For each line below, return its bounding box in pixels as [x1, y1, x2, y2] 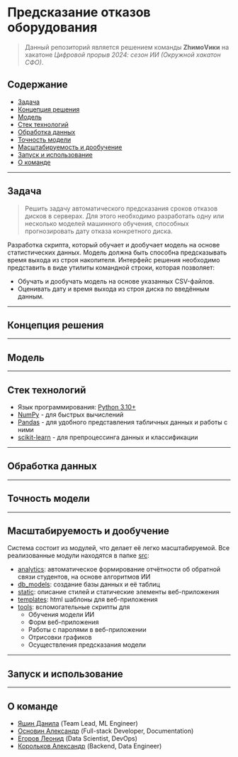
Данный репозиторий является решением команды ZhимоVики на [24, 43, 229, 51]
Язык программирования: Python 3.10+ [17, 403, 136, 411]
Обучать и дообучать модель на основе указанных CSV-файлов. [17, 277, 215, 285]
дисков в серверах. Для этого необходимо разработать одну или [24, 211, 225, 220]
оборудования [7, 19, 98, 36]
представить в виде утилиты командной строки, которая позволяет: [7, 263, 215, 272]
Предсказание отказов [7, 4, 151, 21]
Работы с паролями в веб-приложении [28, 626, 147, 634]
